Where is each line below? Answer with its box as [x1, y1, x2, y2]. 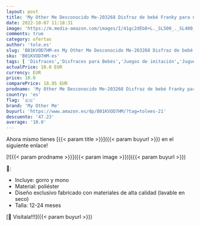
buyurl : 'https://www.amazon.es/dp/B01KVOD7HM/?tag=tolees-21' [6, 108, 167, 114]
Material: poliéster [14, 183, 60, 190]
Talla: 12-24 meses [14, 202, 61, 209]
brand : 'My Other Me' [6, 102, 60, 109]
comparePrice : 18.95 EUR [6, 81, 68, 87]
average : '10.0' [6, 120, 46, 125]
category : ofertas [6, 36, 52, 42]
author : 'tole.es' [6, 42, 52, 48]
